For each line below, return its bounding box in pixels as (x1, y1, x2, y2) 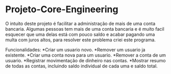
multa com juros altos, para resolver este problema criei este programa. (5, 37, 156, 43)
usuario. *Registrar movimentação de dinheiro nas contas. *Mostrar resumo (5, 57, 166, 63)
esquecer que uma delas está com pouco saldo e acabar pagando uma (5, 31, 155, 37)
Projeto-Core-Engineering (5, 4, 118, 15)
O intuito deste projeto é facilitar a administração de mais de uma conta (5, 20, 156, 27)
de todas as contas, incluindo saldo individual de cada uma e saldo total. (5, 63, 158, 69)
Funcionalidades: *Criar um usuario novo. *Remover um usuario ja (5, 46, 145, 53)
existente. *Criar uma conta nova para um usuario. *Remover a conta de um (5, 52, 166, 58)
